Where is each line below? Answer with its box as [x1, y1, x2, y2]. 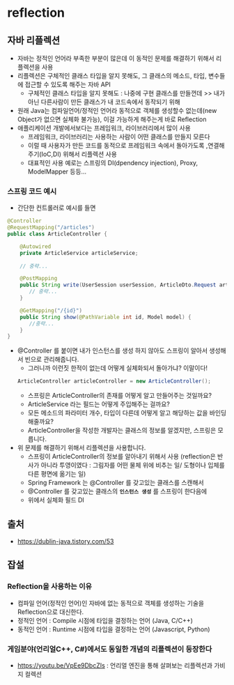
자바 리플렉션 [7, 34, 61, 46]
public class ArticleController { [7, 231, 108, 238]
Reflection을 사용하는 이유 [7, 582, 93, 592]
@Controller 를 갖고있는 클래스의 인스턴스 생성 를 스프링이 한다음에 [27, 487, 208, 495]
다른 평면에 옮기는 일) [27, 470, 86, 478]
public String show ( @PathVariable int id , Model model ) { [19, 314, 192, 321]
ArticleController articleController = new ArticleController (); [17, 378, 211, 385]
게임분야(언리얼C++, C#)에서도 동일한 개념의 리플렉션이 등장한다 [7, 644, 212, 654]
